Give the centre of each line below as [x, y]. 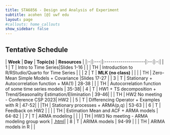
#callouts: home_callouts [32, 24]
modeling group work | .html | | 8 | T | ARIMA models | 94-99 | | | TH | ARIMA [85, 121]
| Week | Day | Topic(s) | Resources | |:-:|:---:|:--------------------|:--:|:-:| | [84, 62]
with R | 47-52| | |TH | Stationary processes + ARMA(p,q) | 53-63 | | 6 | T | [83, 105]
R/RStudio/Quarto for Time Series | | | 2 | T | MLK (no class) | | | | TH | [78, 72]
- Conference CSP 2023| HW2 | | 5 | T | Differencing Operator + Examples [83, 99]
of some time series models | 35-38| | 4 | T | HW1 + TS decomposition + [81, 89]
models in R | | [20, 127]
